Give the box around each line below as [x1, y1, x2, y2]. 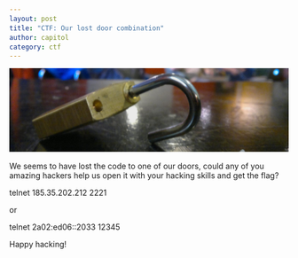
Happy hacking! [9, 238, 67, 249]
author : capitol [9, 33, 69, 42]
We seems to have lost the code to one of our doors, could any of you [9, 160, 264, 171]
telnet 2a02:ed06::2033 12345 [9, 222, 121, 232]
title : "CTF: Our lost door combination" [9, 23, 165, 33]
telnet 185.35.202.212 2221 [9, 187, 107, 198]
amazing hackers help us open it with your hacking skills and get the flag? [9, 169, 279, 181]
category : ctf [9, 43, 62, 51]
